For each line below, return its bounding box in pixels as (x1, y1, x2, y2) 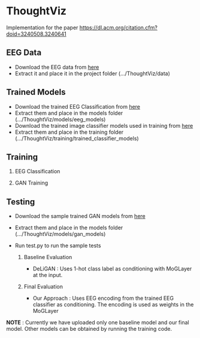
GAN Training (14, 179, 49, 186)
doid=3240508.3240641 (6, 30, 67, 37)
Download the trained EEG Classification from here (14, 103, 141, 110)
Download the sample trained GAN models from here (14, 213, 146, 220)
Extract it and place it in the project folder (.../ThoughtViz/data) (14, 70, 171, 77)
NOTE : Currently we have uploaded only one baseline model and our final (6, 319, 190, 326)
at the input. (32, 272, 63, 279)
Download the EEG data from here (14, 63, 99, 70)
